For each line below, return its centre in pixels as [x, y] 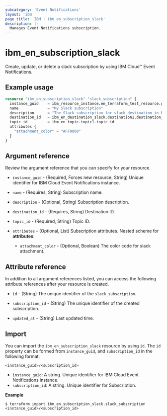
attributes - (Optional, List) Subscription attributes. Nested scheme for [85, 231]
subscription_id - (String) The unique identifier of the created [76, 303]
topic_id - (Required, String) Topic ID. [51, 221]
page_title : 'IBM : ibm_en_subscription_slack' [55, 19]
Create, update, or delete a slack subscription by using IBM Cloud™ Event [80, 67]
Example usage [29, 87]
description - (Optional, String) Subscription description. [71, 202]
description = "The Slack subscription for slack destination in [84, 113]
